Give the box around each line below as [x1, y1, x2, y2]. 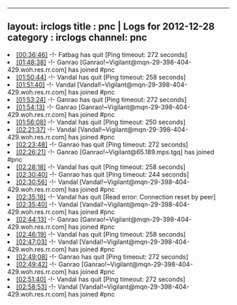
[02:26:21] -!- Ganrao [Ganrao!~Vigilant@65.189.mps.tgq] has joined [16, 147, 215, 156]
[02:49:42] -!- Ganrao [16, 260, 80, 268]
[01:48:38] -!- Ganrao [16, 58, 79, 66]
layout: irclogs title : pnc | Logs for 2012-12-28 [7, 20, 215, 32]
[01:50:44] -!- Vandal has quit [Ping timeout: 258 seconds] [16, 73, 186, 81]
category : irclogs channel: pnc [7, 32, 147, 44]
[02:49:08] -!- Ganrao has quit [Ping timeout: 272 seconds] [16, 252, 189, 261]
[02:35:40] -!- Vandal [16, 200, 79, 208]
